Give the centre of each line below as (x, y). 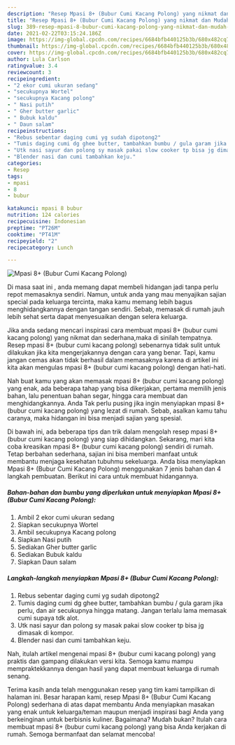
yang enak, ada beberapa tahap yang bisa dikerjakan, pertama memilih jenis (117, 388)
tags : (15, 176)
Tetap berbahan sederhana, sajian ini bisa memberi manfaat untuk (102, 454)
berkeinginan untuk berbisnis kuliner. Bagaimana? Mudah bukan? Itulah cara (117, 719)
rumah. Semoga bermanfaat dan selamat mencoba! (81, 735)
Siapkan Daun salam (47, 562)
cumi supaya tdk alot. (48, 618)
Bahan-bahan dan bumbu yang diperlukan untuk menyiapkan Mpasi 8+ (114, 492)
